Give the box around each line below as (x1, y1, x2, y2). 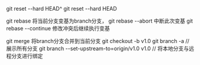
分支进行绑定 (11, 52, 43, 59)
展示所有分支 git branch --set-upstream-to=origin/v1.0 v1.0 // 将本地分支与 (6, 45, 189, 52)
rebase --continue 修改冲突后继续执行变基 (6, 25, 110, 32)
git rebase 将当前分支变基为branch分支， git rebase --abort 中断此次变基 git (6, 17, 193, 24)
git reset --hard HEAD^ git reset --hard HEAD (6, 5, 118, 12)
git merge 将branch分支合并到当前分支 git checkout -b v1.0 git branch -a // (6, 38, 190, 44)
